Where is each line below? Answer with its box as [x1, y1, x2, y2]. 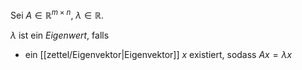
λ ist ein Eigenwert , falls [10, 29, 110, 41]
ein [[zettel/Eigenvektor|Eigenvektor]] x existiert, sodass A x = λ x [24, 48, 293, 60]
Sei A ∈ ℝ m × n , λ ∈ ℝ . [10, 8, 104, 21]
